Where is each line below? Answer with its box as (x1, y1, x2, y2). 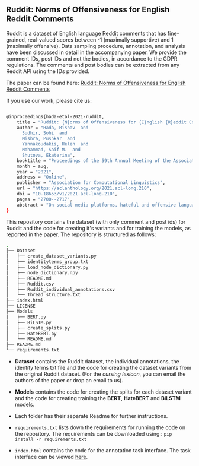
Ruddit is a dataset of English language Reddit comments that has (6, 30, 166, 37)
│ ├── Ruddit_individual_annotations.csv (6, 286, 115, 293)
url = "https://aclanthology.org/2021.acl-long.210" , (17, 185, 152, 192)
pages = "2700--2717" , (17, 196, 73, 202)
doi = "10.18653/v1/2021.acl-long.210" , (17, 191, 118, 197)
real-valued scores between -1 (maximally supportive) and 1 (27, 36, 174, 43)
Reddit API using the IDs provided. (6, 68, 90, 75)
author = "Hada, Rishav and (17, 125, 89, 131)
